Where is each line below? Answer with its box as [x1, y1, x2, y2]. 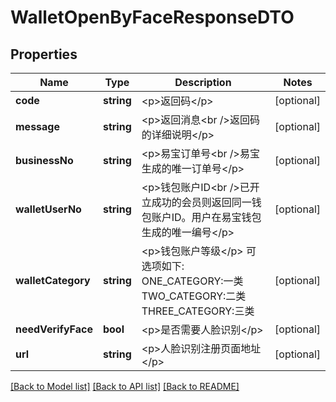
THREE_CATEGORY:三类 [141, 304, 255, 318]
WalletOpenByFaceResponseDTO [10, 6, 295, 29]
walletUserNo [15, 202, 82, 216]
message [15, 120, 60, 133]
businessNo [15, 154, 74, 167]
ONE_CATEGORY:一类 [141, 274, 244, 288]
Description [174, 76, 232, 89]
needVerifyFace [15, 322, 93, 336]
